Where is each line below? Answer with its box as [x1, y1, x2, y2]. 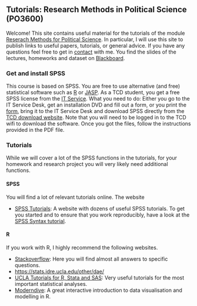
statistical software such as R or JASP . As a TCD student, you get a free [6, 89, 181, 96]
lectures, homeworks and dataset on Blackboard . [6, 54, 125, 61]
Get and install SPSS [6, 69, 66, 77]
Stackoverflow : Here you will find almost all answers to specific [14, 255, 168, 262]
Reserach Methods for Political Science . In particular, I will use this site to [6, 35, 183, 43]
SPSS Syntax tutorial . [14, 217, 66, 224]
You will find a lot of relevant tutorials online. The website [6, 194, 145, 201]
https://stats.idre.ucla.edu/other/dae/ [14, 268, 105, 275]
